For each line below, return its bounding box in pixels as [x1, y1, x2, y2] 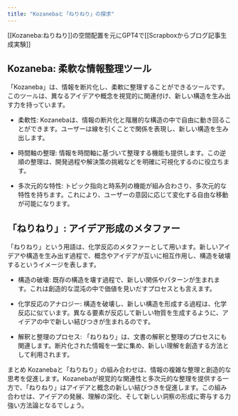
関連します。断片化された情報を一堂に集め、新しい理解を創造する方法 [17, 341, 223, 350]
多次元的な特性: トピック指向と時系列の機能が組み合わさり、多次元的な [17, 182, 227, 190]
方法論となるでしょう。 [19, 401, 88, 410]
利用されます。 [30, 350, 73, 359]
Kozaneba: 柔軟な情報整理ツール [7, 63, 152, 75]
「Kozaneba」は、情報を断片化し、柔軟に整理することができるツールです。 [7, 83, 229, 91]
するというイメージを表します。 [7, 261, 101, 269]
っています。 [31, 100, 69, 109]
